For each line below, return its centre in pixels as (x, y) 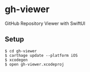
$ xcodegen (16, 60)
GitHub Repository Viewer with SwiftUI (45, 23)
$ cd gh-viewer (21, 51)
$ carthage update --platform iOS (41, 55)
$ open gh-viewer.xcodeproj (35, 64)
